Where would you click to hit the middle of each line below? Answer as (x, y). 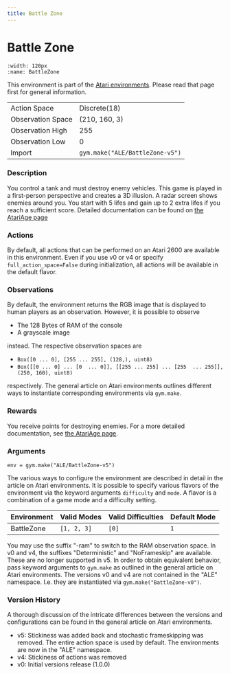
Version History (34, 600)
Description (27, 173)
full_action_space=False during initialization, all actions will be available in (113, 265)
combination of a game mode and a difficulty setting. (82, 500)
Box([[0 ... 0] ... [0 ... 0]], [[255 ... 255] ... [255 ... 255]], (120, 367)
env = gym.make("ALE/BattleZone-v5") (61, 465)
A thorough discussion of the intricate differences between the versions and (115, 615)
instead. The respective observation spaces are (74, 346)
